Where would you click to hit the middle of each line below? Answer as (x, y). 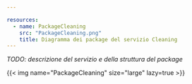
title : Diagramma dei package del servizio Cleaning (98, 39)
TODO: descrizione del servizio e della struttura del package (95, 59)
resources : (23, 20)
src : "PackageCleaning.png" (60, 33)
